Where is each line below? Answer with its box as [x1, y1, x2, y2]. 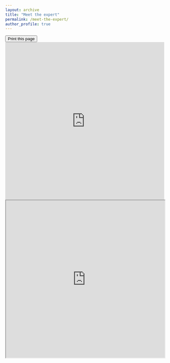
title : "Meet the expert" [5, 12, 60, 17]
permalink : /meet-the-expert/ [5, 17, 69, 22]
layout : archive [5, 7, 39, 13]
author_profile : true [5, 21, 51, 27]
